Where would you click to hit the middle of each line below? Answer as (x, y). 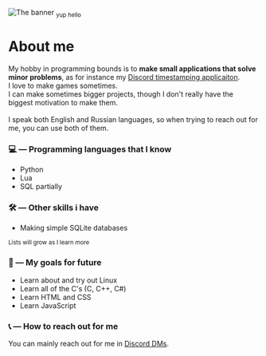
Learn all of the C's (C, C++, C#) (73, 288)
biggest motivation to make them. (63, 102)
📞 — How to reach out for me (63, 326)
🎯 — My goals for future (55, 263)
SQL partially (41, 187)
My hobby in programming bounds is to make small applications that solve (132, 69)
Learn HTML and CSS (55, 297)
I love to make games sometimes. (63, 85)
